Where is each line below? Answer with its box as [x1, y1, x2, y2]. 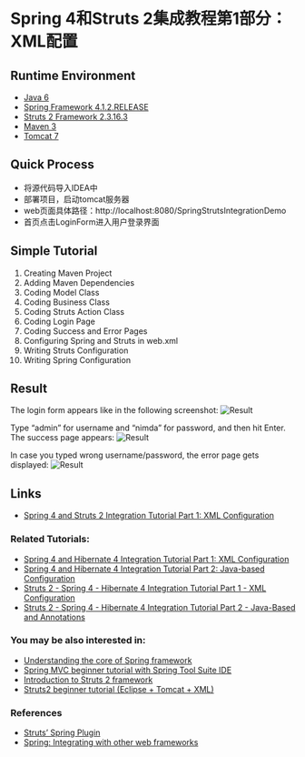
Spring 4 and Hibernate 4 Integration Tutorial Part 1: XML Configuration [23, 553, 290, 564]
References [10, 706, 63, 719]
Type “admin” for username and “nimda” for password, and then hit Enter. [10, 422, 286, 433]
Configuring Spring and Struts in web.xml [23, 335, 179, 346]
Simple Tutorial [10, 243, 98, 259]
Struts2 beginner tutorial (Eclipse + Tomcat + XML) [23, 683, 214, 694]
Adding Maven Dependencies [23, 277, 135, 288]
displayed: [10, 459, 49, 470]
